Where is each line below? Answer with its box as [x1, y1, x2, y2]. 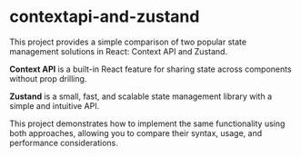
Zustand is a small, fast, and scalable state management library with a [9, 91, 273, 102]
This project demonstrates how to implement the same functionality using [9, 118, 286, 129]
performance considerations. [9, 137, 118, 148]
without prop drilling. [9, 73, 87, 83]
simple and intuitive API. [9, 100, 100, 111]
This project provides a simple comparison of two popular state [9, 36, 247, 47]
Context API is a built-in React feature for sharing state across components [9, 64, 293, 74]
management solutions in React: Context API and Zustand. [9, 45, 228, 56]
